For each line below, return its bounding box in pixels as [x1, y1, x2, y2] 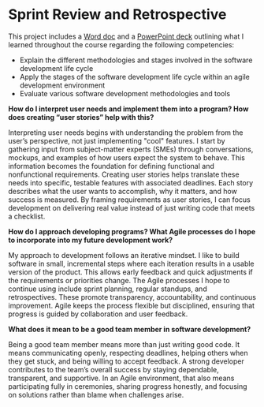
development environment [19, 80, 106, 90]
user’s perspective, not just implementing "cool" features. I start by [8, 136, 226, 145]
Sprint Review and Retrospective [8, 6, 227, 24]
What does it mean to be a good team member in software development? [8, 324, 251, 334]
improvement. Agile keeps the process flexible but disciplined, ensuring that [8, 301, 255, 310]
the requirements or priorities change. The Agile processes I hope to [8, 275, 230, 285]
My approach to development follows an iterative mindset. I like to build [8, 250, 240, 260]
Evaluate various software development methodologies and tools [19, 88, 231, 98]
